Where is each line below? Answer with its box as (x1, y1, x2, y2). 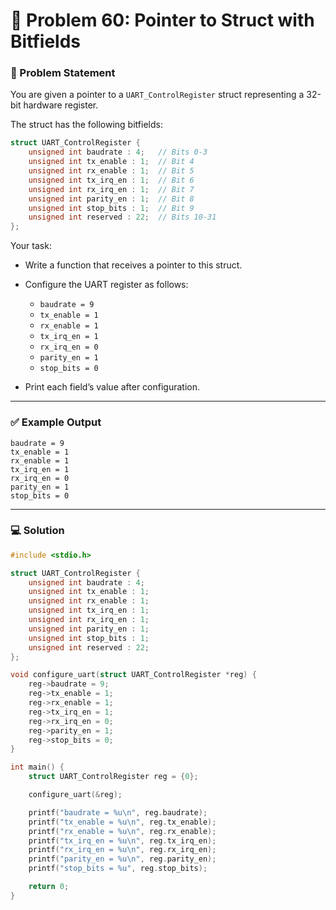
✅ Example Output (10, 415, 102, 429)
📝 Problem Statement (10, 66, 116, 80)
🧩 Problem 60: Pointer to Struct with (10, 9, 315, 32)
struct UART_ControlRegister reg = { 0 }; (28, 772, 199, 782)
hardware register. (23, 99, 99, 111)
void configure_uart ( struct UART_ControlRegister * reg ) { (10, 670, 257, 680)
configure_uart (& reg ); (28, 790, 123, 800)
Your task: (10, 240, 52, 252)
